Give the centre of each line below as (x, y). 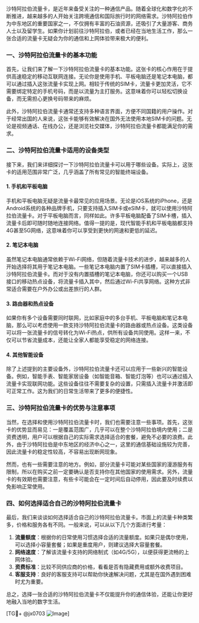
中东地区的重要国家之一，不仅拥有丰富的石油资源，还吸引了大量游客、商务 (102, 23)
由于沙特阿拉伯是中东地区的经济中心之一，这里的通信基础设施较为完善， (105, 444)
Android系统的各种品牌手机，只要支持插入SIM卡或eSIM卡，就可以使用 (92, 208)
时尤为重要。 (30, 582)
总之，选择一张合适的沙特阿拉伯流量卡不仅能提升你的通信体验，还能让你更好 (99, 594)
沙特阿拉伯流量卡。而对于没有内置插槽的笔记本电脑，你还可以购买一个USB (97, 274)
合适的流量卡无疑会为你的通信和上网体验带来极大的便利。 (81, 38)
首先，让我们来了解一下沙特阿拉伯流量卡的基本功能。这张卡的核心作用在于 (97, 69)
